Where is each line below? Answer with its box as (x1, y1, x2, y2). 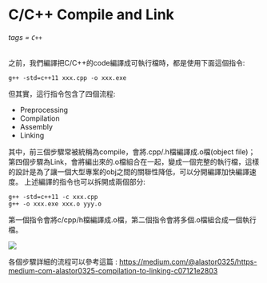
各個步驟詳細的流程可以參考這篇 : (8, 257, 118, 267)
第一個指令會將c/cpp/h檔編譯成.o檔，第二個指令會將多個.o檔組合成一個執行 (8, 215, 257, 225)
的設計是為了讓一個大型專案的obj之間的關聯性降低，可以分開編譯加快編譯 (8, 167, 250, 177)
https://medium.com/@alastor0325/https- (118, 257, 257, 267)
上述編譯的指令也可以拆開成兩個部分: (23, 177, 145, 187)
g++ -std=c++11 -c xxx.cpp (8, 193, 98, 201)
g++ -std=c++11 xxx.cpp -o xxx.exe (8, 74, 127, 82)
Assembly (19, 122, 54, 132)
